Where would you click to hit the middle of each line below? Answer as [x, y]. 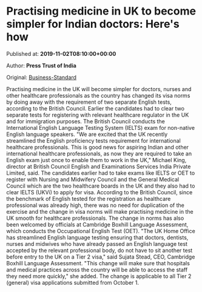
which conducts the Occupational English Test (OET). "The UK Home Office [101, 231]
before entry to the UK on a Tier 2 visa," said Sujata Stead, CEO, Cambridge [101, 257]
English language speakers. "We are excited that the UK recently [87, 134]
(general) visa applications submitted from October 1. [73, 282]
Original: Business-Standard [42, 77]
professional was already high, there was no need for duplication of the [96, 205]
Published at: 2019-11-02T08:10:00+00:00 [61, 53]
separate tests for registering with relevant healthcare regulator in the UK [98, 115]
